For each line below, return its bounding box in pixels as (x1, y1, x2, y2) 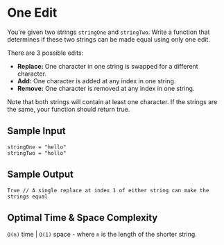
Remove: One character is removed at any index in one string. (17, 84, 195, 92)
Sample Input (7, 125, 66, 137)
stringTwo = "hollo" (7, 149, 67, 157)
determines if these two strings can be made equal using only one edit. (7, 35, 210, 43)
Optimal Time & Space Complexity (7, 212, 158, 223)
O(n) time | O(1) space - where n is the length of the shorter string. (7, 230, 198, 239)
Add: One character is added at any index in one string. (17, 76, 176, 85)
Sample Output (7, 169, 74, 180)
